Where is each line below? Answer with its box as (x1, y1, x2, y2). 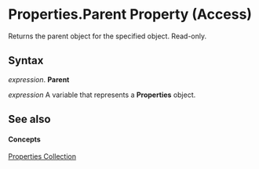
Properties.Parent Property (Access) (8, 5, 253, 23)
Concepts (8, 135, 41, 144)
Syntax (8, 54, 44, 67)
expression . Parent (8, 74, 70, 84)
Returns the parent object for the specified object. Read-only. (8, 31, 207, 41)
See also (8, 113, 51, 126)
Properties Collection (8, 152, 77, 161)
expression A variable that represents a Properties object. (8, 90, 196, 99)
